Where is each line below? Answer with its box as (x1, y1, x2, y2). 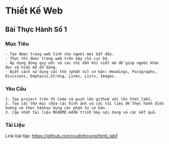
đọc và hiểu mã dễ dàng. (5, 64, 58, 70)
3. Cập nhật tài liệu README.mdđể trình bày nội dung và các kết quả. (5, 110, 157, 115)
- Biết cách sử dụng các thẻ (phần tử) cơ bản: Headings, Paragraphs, (5, 69, 157, 74)
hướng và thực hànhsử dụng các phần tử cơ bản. (5, 106, 108, 111)
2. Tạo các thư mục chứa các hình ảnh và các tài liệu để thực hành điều (5, 101, 164, 106)
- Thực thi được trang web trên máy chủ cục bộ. (5, 56, 110, 61)
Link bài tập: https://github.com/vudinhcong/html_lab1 (5, 133, 118, 139)
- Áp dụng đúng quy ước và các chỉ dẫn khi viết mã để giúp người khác (5, 60, 159, 65)
